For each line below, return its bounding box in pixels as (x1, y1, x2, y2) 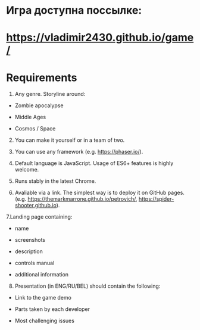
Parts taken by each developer (14, 306, 90, 313)
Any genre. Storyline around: (14, 91, 86, 98)
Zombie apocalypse (14, 102, 64, 109)
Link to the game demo (14, 294, 71, 301)
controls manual (14, 260, 55, 267)
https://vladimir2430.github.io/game (6, 31, 194, 45)
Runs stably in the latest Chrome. (14, 178, 96, 185)
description (14, 248, 43, 255)
